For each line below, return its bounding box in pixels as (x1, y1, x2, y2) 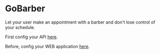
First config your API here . (5, 34, 58, 40)
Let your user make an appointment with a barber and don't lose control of (5, 19, 156, 25)
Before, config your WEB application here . (5, 43, 90, 49)
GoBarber (5, 3, 46, 14)
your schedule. (5, 24, 35, 30)
